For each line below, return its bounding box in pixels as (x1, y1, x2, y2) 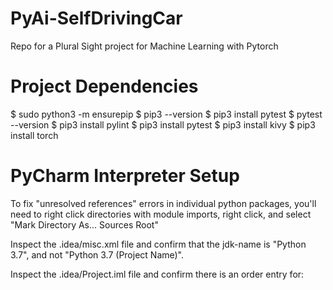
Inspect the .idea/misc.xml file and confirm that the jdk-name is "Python (10, 238, 307, 250)
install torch (10, 129, 59, 141)
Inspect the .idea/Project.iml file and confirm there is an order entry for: (10, 268, 305, 280)
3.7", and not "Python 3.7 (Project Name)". (10, 248, 185, 261)
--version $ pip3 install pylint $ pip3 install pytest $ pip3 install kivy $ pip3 (10, 118, 316, 131)
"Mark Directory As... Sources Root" (10, 218, 159, 231)
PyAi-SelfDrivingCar (10, 7, 183, 30)
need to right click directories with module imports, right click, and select (10, 208, 312, 220)
